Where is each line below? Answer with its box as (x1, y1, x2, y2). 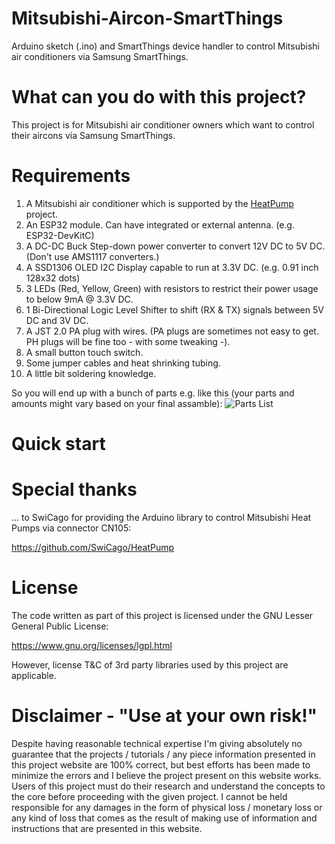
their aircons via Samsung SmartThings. (11, 129, 176, 141)
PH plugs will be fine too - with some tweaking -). (25, 335, 231, 347)
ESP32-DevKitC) (25, 229, 95, 241)
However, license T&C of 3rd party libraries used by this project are (11, 658, 289, 671)
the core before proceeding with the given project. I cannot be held (11, 790, 288, 802)
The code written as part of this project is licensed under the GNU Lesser (11, 609, 314, 621)
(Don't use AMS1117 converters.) (25, 250, 160, 262)
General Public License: (11, 620, 109, 632)
